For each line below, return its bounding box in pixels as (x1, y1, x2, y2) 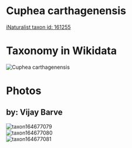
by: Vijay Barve (6, 107, 63, 117)
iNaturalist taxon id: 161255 (6, 23, 72, 31)
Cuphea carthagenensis (6, 4, 126, 18)
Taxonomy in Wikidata (6, 44, 117, 58)
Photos (6, 84, 42, 97)
